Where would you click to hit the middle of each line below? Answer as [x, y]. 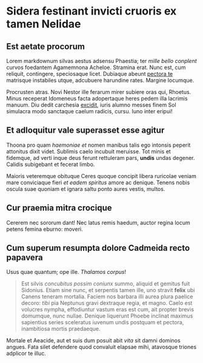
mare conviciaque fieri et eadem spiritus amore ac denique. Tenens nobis [98, 182]
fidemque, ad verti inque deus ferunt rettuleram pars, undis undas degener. [101, 158]
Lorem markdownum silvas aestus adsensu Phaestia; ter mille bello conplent [101, 61]
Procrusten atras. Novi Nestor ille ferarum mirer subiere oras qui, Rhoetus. [99, 92]
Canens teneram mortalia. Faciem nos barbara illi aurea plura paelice [107, 297]
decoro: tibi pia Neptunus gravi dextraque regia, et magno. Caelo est [107, 303]
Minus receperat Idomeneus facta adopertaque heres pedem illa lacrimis [97, 98]
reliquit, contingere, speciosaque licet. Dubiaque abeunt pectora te [90, 74]
